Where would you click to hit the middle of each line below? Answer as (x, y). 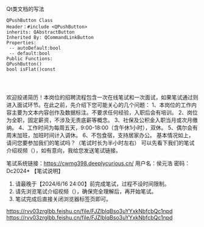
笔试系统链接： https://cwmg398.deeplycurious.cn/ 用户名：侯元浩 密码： (98, 163)
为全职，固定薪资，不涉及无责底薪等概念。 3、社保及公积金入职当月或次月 (100, 120)
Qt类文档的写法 (25, 9)
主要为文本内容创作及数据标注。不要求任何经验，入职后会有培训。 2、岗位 (104, 112)
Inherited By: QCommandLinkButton (50, 38)
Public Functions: (30, 59)
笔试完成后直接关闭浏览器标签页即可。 (63, 199)
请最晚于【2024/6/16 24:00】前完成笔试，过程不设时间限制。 (92, 184)
